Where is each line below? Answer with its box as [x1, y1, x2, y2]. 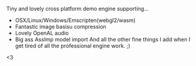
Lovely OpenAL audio [15, 29, 69, 37]
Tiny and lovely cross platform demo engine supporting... [6, 5, 149, 12]
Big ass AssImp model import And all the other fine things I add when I [15, 36, 191, 43]
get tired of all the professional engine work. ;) [15, 42, 131, 49]
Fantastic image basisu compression [15, 23, 107, 30]
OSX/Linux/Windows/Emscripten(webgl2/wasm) [15, 17, 136, 23]
